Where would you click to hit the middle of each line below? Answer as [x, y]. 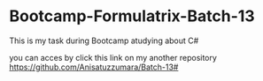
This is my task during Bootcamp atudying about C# [104, 40]
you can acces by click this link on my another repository [113, 57]
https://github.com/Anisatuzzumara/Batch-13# [94, 67]
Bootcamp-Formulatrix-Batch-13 [132, 16]
